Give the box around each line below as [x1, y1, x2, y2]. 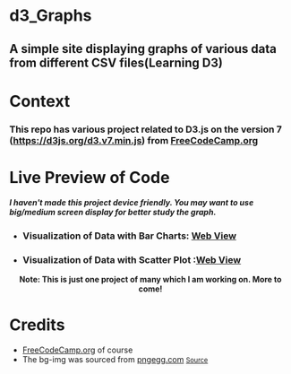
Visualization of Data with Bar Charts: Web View [21, 230, 237, 242]
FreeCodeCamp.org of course [21, 344, 133, 355]
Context [9, 91, 71, 111]
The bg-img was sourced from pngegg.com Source [21, 354, 209, 365]
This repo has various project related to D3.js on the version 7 [9, 123, 282, 135]
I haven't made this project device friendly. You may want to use [9, 197, 254, 208]
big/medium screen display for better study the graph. [9, 207, 217, 218]
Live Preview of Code [9, 167, 170, 187]
